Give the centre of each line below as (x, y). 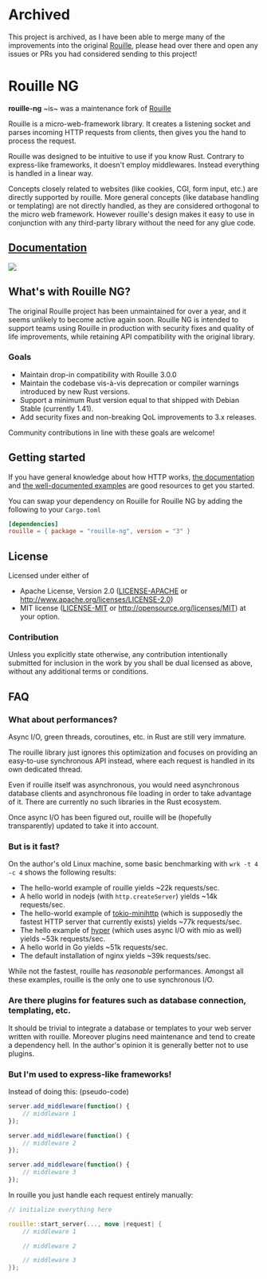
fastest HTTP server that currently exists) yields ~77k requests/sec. (131, 922)
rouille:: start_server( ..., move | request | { (85, 1224)
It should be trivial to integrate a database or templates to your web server (130, 1028)
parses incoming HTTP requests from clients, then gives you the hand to (127, 132)
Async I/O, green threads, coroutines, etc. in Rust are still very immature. (128, 737)
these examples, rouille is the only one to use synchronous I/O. (111, 980)
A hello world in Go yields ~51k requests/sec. (94, 947)
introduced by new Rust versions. (75, 391)
